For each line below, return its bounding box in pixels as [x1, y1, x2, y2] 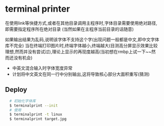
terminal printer [5, 3, 70, 15]
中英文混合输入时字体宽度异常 [12, 65, 72, 71]
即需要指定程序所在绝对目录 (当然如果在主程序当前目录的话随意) [5, 26, 134, 32]
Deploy [5, 86, 27, 94]
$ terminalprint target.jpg [9, 117, 67, 122]
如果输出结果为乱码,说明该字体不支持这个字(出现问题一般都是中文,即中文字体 [5, 36, 160, 42]
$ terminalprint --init [9, 103, 58, 108]
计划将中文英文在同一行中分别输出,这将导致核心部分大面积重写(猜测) [12, 71, 150, 77]
